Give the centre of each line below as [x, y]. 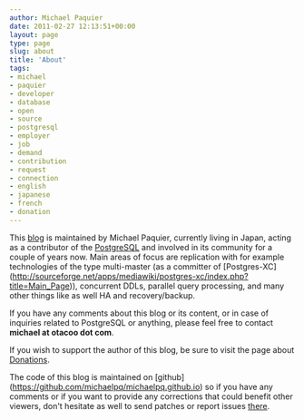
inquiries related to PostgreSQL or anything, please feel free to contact [142, 322]
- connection [34, 178]
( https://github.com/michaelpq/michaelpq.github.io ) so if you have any [142, 386]
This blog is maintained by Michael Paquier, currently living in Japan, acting [151, 238]
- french [26, 204]
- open [22, 111]
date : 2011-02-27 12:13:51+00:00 [73, 26]
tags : [20, 69]
